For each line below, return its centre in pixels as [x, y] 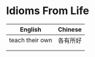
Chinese [70, 29]
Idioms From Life [48, 11]
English [30, 29]
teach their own [31, 40]
